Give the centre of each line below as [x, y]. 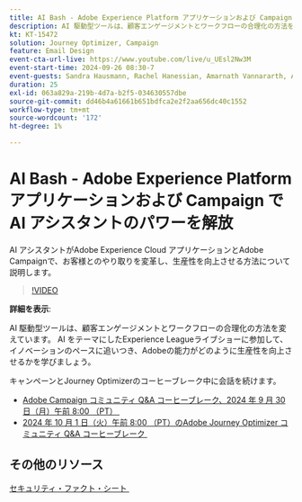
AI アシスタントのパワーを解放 [121, 224]
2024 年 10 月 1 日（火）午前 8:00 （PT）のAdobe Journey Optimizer [150, 422]
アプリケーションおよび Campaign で [147, 201]
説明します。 [33, 272]
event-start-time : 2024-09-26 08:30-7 [82, 68]
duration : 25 [34, 85]
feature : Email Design [52, 51]
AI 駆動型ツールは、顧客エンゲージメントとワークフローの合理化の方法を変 [148, 327]
